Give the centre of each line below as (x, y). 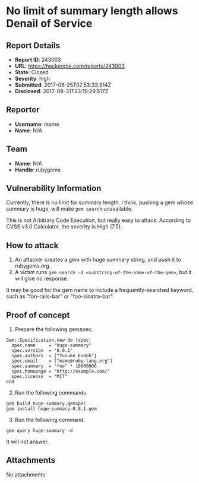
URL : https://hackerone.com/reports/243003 (70, 66)
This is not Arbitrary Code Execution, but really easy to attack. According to (99, 220)
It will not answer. (28, 442)
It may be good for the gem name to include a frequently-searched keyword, (100, 290)
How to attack (32, 245)
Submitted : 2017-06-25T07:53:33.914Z (63, 85)
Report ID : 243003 (38, 60)
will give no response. (42, 279)
